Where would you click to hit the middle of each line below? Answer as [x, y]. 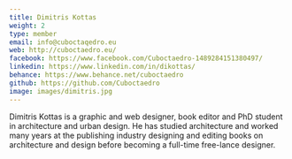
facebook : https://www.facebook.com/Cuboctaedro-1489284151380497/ [136, 58]
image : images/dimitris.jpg [61, 91]
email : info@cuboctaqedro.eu [63, 42]
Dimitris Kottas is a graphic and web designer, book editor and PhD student [146, 117]
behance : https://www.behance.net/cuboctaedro [96, 75]
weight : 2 [27, 26]
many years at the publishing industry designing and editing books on [136, 135]
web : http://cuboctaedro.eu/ [63, 50]
